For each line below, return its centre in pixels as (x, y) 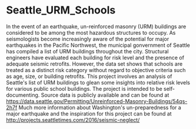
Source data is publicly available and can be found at (105, 95)
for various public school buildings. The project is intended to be (84, 89)
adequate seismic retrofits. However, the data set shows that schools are (94, 64)
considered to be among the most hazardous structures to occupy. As (91, 32)
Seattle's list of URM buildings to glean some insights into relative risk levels (98, 82)
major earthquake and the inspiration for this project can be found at (89, 113)
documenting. (23, 95)
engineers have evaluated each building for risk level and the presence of (95, 57)
